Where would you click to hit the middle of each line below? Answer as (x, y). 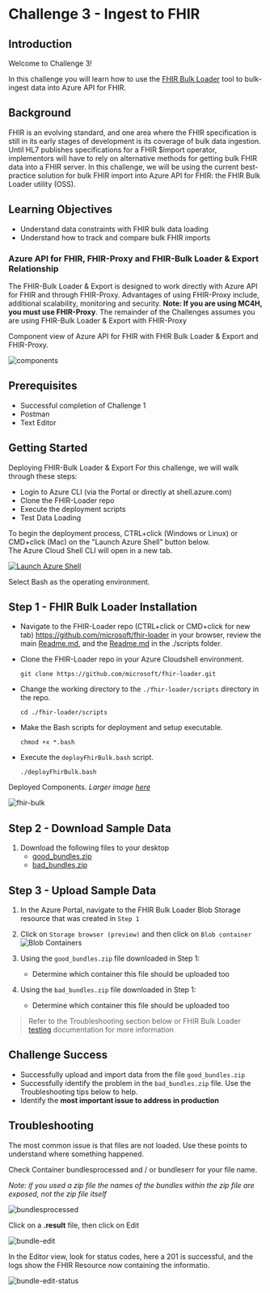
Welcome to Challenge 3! (51, 63)
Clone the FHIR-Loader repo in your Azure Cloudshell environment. (132, 659)
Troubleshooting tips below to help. (79, 1092)
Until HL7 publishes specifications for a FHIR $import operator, (113, 150)
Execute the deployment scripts (73, 509)
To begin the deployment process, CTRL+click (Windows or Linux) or (123, 533)
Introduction (40, 44)
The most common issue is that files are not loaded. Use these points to (128, 1145)
